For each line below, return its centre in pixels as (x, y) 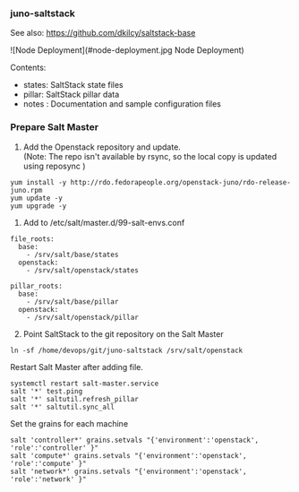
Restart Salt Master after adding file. (77, 367)
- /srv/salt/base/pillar (73, 302)
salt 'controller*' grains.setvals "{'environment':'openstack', (134, 440)
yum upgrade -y (38, 206)
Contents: (28, 68)
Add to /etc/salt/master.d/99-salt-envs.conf (104, 222)
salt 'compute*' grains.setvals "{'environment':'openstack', (128, 455)
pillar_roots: (37, 286)
